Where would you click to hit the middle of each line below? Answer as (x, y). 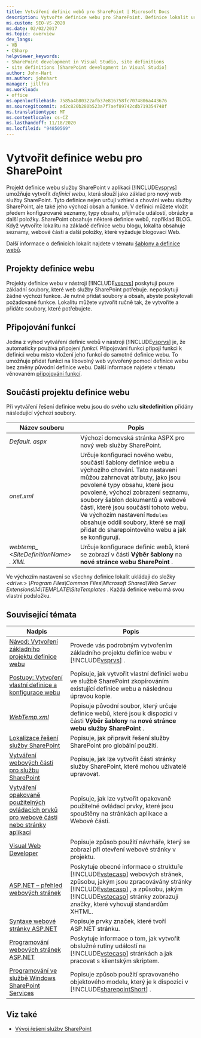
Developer (24, 853)
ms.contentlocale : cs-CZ (37, 117)
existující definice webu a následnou (121, 689)
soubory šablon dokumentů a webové (133, 500)
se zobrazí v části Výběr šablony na (131, 555)
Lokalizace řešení (34, 738)
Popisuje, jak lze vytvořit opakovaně (121, 799)
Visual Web (25, 846)
